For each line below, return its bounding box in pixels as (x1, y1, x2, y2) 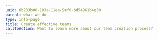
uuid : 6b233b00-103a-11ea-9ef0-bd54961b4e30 (5, 7, 101, 13)
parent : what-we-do (5, 12, 47, 17)
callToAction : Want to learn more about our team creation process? (5, 26, 153, 31)
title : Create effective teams (5, 21, 72, 27)
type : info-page (5, 17, 40, 22)
